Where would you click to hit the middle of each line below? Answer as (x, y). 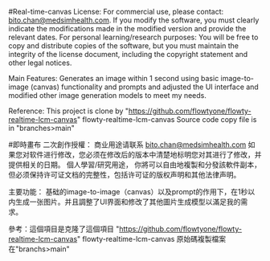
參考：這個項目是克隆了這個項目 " (64, 229)
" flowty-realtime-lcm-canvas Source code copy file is (167, 119)
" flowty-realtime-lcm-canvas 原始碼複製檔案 (151, 239)
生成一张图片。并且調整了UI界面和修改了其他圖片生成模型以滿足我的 (128, 202)
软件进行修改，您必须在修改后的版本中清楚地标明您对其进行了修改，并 (145, 155)
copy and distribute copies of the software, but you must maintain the (124, 46)
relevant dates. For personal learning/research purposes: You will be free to (133, 37)
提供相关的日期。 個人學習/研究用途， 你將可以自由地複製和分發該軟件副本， (135, 165)
